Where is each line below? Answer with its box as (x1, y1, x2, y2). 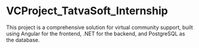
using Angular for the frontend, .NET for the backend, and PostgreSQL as (6, 30, 185, 37)
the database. (6, 36, 40, 43)
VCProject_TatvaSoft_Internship (6, 4, 168, 18)
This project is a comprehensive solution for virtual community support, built (6, 24, 193, 31)
